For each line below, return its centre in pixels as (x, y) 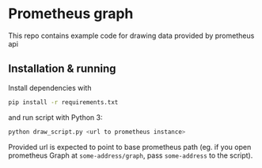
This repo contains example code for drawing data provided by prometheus (131, 35)
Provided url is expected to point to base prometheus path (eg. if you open (130, 147)
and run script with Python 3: (55, 117)
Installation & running (62, 69)
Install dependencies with (50, 88)
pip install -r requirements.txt (63, 102)
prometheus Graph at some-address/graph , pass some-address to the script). (131, 155)
